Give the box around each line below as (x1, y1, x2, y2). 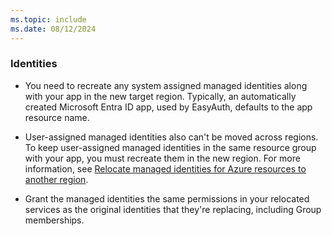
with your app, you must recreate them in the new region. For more (24, 152, 301, 164)
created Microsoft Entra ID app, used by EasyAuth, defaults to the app (24, 101, 313, 113)
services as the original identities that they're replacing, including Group (24, 203, 322, 215)
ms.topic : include (10, 14, 87, 25)
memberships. (24, 214, 85, 226)
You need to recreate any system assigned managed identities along (24, 79, 308, 91)
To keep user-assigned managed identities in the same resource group (24, 141, 317, 153)
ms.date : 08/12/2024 (10, 24, 97, 34)
